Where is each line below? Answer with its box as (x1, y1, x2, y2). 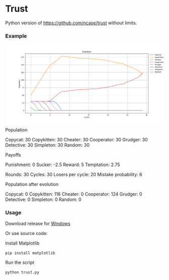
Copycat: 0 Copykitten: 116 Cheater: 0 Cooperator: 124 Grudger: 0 (5, 191, 142, 197)
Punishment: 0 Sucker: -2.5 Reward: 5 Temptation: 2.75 (5, 162, 120, 168)
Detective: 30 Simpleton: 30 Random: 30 (5, 142, 90, 148)
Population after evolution (5, 181, 59, 187)
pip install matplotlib (5, 251, 55, 256)
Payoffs (5, 151, 21, 157)
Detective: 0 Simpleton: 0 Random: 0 (5, 196, 82, 203)
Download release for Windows (5, 221, 71, 227)
